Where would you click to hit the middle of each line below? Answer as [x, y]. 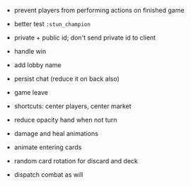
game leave [31, 92]
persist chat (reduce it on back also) [67, 79]
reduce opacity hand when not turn [65, 120]
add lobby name [37, 65]
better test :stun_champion [52, 24]
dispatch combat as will [48, 175]
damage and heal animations [56, 133]
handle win [30, 51]
